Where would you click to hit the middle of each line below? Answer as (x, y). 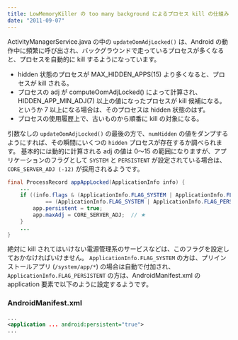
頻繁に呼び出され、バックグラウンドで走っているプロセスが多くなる (125, 50)
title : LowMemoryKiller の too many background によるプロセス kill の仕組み (118, 14)
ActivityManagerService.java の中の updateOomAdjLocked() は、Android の (114, 41)
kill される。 (55, 83)
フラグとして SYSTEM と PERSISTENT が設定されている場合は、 (138, 160)
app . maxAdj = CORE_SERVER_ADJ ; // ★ (89, 215)
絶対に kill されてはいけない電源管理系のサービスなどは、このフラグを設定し (119, 249)
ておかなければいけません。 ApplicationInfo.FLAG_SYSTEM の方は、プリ (111, 258)
